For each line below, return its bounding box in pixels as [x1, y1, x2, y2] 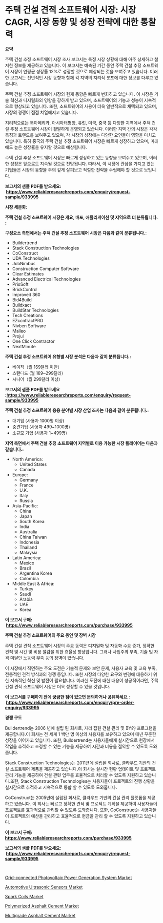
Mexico [19, 560, 35, 566]
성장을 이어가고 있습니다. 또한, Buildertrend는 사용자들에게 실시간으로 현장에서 [5, 737, 155, 743]
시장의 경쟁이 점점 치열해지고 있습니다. [5, 109, 78, 115]
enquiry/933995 [5, 704, 40, 711]
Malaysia [19, 549, 38, 555]
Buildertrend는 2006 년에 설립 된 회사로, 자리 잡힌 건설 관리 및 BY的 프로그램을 [5, 725, 157, 731]
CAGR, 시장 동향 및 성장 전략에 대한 [5, 17, 139, 28]
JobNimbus [12, 260, 36, 266]
